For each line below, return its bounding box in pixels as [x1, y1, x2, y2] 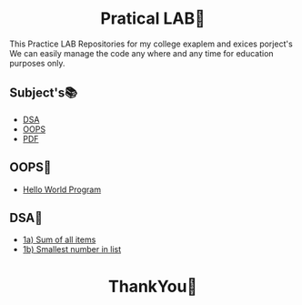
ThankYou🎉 [107, 276, 198, 297]
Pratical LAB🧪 [99, 8, 206, 29]
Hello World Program [22, 184, 102, 195]
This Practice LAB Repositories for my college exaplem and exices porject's [9, 38, 293, 49]
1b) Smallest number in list [22, 244, 122, 255]
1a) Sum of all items [22, 234, 96, 245]
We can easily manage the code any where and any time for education [9, 47, 275, 58]
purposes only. [9, 57, 65, 68]
